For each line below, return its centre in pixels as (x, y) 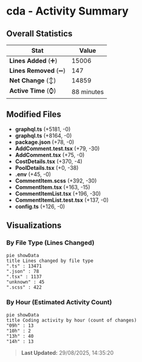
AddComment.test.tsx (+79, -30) (57, 148)
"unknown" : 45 (25, 282)
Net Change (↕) (33, 80)
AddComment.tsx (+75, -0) (50, 155)
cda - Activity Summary (67, 11)
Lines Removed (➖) (37, 71)
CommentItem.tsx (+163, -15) (52, 187)
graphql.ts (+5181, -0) (43, 129)
